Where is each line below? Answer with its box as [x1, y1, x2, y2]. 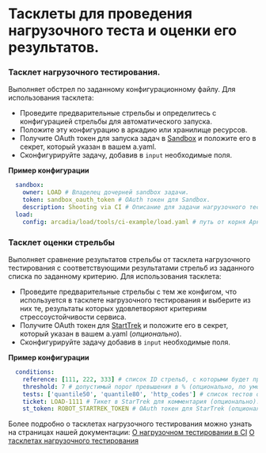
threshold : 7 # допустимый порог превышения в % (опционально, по [22, 383, 246, 390]
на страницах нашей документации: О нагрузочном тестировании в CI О [8, 428, 255, 437]
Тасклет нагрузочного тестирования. [8, 67, 161, 78]
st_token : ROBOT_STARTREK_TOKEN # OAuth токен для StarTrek [22, 405, 225, 413]
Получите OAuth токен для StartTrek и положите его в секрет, [19, 321, 229, 330]
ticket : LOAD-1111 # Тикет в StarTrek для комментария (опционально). [22, 398, 260, 405]
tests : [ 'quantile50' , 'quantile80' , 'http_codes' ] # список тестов [22, 390, 253, 398]
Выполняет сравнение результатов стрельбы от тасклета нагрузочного [8, 255, 251, 265]
